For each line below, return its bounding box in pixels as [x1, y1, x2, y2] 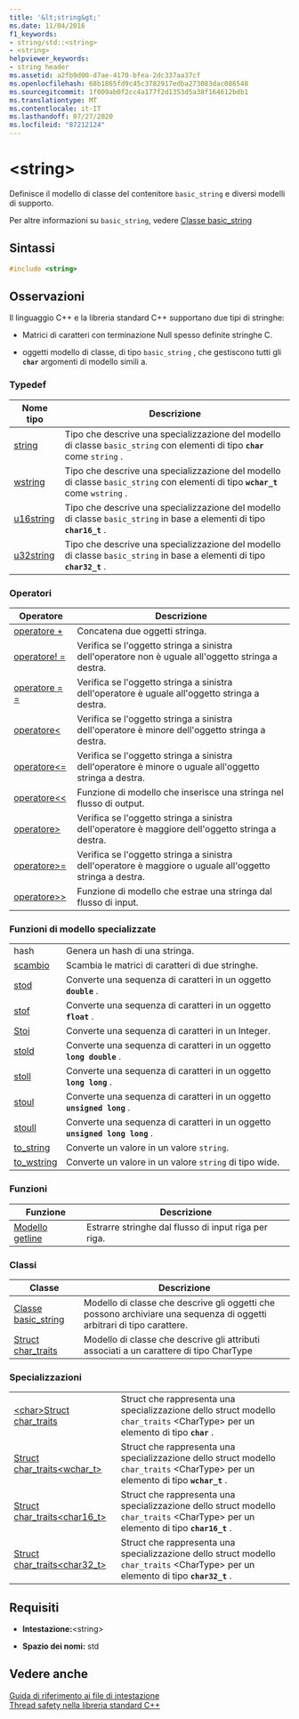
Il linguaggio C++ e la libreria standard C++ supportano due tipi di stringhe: [9, 312, 285, 323]
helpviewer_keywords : [9, 54, 90, 63]
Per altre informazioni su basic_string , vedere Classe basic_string [9, 214, 252, 225]
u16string [13, 512, 55, 525]
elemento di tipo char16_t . [120, 1522, 232, 1535]
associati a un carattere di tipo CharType [83, 1344, 253, 1357]
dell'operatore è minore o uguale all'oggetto [77, 761, 260, 773]
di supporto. [9, 198, 54, 208]
